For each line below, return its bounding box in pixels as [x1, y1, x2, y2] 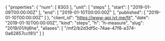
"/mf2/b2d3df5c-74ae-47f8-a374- [64, 25, 136, 31]
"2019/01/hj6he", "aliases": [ [5, 25, 64, 31]
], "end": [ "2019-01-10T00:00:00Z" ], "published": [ [38, 9, 146, 15]
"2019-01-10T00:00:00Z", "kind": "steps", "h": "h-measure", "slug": [5, 20, 144, 26]
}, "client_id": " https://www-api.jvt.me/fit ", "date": [47, 15, 149, 20]
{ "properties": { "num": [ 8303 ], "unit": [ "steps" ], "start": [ [5, 4, 129, 10]
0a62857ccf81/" [5, 31, 39, 36]
